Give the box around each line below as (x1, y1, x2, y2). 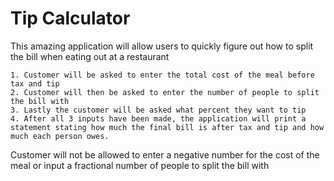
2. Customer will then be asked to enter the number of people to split (10, 87, 320, 97)
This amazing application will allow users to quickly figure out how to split (10, 40, 314, 52)
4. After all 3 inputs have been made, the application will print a (10, 113, 307, 124)
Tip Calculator (10, 7, 131, 30)
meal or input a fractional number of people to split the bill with (10, 159, 270, 171)
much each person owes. (10, 131, 110, 141)
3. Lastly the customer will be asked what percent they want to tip (10, 105, 307, 115)
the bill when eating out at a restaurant (10, 50, 170, 62)
